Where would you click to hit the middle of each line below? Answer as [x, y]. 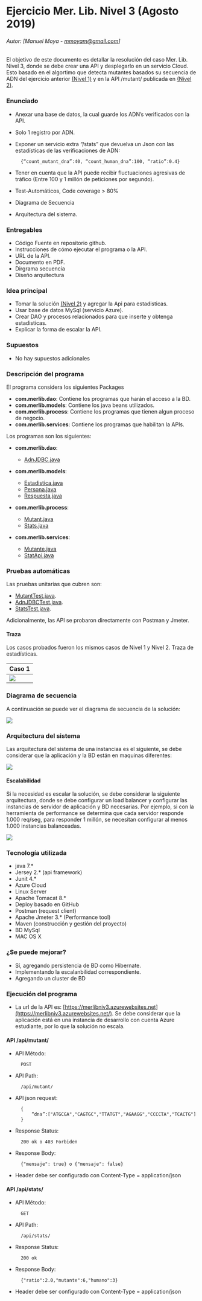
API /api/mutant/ [28, 1040]
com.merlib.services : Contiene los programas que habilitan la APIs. [100, 424]
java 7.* [24, 866]
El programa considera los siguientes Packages [65, 387]
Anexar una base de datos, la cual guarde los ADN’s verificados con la [102, 114]
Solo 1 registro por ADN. [45, 132]
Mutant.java [39, 519]
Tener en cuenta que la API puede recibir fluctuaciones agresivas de [100, 173]
